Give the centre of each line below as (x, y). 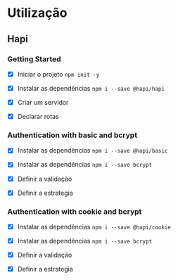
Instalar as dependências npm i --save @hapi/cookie (94, 227)
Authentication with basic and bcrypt (72, 135)
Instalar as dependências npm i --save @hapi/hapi (91, 88)
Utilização (37, 13)
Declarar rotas (38, 117)
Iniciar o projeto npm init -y (58, 74)
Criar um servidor (43, 102)
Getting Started (34, 59)
